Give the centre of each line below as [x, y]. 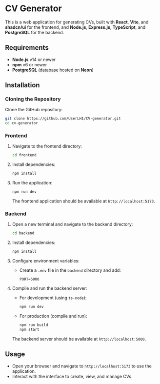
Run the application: [32, 183]
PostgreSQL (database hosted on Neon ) [53, 70]
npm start [30, 329]
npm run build [34, 325]
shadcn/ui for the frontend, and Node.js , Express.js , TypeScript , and [75, 27]
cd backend [23, 233]
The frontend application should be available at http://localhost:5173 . [83, 201]
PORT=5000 [30, 279]
